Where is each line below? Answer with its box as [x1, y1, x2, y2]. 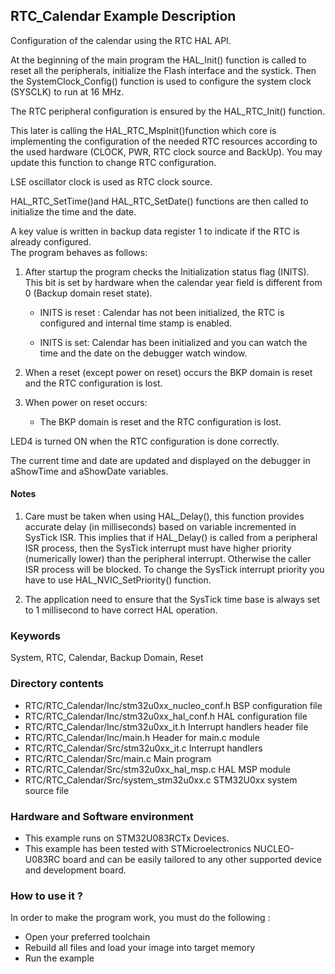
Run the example [24, 952, 95, 964]
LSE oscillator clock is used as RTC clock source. [10, 175, 213, 188]
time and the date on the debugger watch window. [39, 347, 248, 359]
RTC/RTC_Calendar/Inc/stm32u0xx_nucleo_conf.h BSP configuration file [24, 699, 323, 711]
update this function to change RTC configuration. [10, 156, 217, 168]
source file [24, 784, 70, 796]
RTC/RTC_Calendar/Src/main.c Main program [24, 752, 212, 764]
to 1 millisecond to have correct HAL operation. [24, 604, 218, 616]
